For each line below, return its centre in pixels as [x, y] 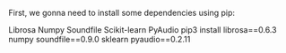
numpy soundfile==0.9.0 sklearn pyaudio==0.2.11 [100, 39]
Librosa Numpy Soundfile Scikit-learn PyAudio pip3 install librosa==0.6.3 [143, 30]
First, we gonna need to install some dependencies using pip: [121, 13]
